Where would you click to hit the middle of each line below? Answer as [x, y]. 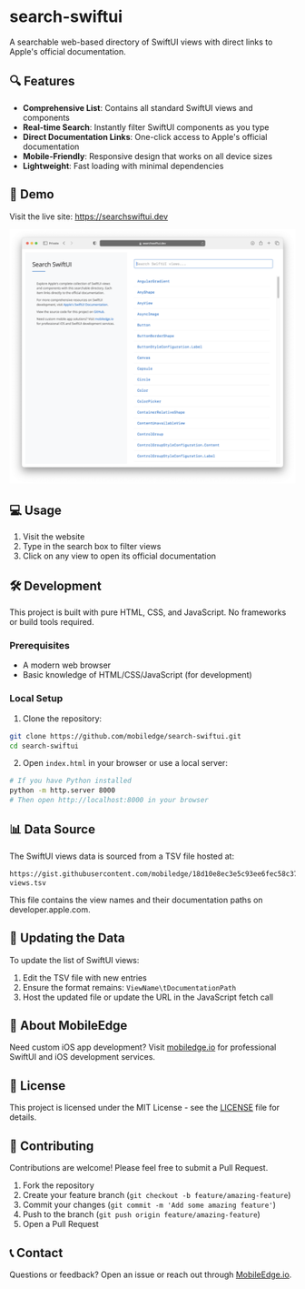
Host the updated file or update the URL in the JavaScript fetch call [148, 997]
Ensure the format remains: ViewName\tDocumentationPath [129, 987]
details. [23, 1117]
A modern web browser [67, 665]
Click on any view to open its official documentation [119, 556]
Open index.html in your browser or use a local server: [125, 763]
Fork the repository [59, 1185]
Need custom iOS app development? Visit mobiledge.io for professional [143, 1047]
